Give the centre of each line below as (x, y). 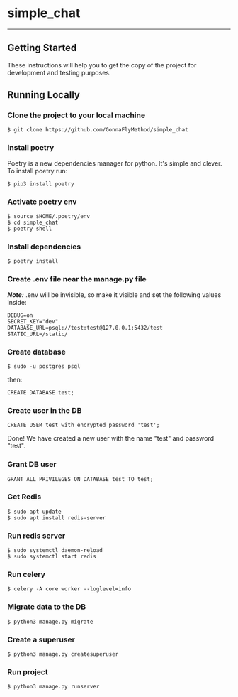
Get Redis (24, 497)
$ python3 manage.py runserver (53, 687)
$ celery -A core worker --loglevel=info (69, 589)
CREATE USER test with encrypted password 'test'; (84, 425)
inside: (17, 302)
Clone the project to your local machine (76, 115)
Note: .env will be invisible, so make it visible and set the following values (114, 295)
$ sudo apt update (34, 512)
